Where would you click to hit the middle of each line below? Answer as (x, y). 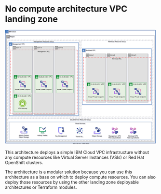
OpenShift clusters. (24, 163)
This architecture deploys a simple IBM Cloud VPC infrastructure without (77, 152)
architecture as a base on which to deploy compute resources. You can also (80, 177)
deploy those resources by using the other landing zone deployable (72, 182)
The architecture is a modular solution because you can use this (69, 172)
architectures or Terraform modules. (41, 187)
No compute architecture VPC (66, 9)
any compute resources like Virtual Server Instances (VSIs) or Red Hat (75, 157)
